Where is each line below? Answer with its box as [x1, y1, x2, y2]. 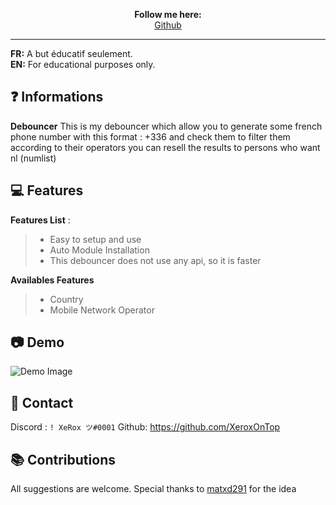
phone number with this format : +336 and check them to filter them [10, 130, 291, 143]
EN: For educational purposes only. [10, 59, 156, 70]
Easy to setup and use [49, 233, 142, 245]
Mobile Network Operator [49, 304, 155, 316]
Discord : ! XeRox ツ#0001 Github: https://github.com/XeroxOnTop [10, 421, 281, 433]
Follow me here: [134, 9, 202, 20]
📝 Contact [10, 394, 74, 411]
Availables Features [10, 274, 95, 286]
